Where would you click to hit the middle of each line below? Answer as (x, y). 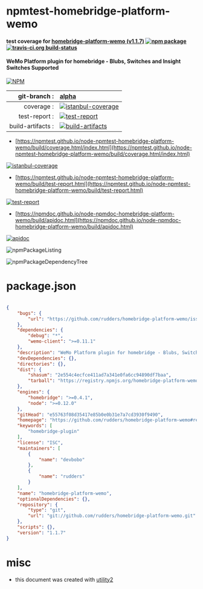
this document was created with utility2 (64, 579)
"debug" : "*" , (46, 336)
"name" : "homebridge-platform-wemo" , (65, 493)
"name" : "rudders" (62, 476)
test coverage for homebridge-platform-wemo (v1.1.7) (76, 41)
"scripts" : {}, (36, 527)
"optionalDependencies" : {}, (54, 499)
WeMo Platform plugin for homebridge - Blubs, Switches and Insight (94, 61)
